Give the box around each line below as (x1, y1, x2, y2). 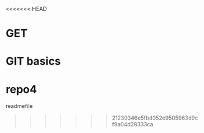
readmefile (5, 102, 33, 110)
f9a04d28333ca (112, 121, 153, 128)
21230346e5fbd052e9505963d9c (112, 114, 199, 121)
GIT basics (5, 54, 61, 68)
